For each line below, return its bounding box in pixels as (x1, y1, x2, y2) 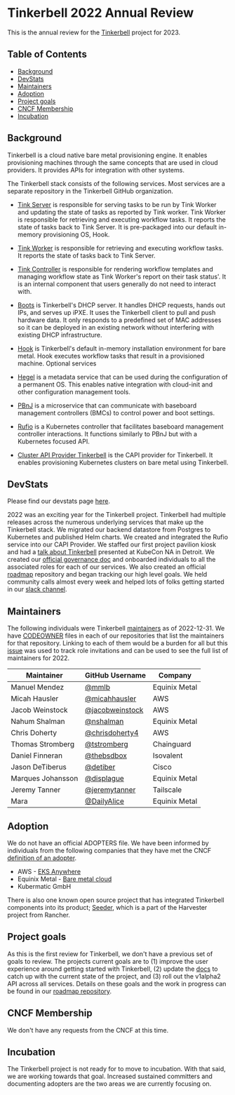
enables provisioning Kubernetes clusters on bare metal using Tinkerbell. (17, 458, 229, 466)
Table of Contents (7, 48, 88, 60)
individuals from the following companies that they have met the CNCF (7, 847, 212, 854)
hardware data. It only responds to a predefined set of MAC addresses (17, 316, 222, 324)
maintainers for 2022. (7, 654, 70, 662)
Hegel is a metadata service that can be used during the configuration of (17, 372, 228, 381)
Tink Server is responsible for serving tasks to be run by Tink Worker (17, 200, 217, 208)
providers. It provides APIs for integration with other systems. (7, 166, 184, 174)
